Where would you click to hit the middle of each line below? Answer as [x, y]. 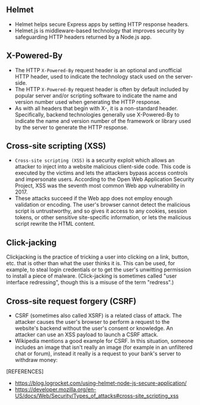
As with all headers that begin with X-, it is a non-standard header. [96, 108]
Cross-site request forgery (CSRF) [71, 301]
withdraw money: [36, 360]
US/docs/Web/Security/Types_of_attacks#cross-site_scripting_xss [97, 396]
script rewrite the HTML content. [55, 224]
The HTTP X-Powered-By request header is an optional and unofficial [98, 70]
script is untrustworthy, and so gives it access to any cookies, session [101, 211]
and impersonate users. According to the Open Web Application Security [104, 179]
